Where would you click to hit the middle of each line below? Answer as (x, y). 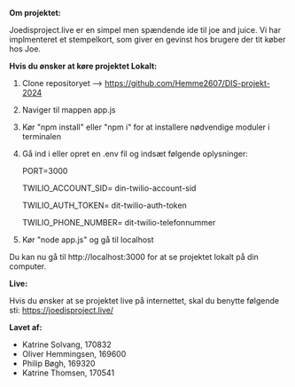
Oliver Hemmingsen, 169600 (74, 354)
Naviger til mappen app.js (69, 110)
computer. (28, 266)
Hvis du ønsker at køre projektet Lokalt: (83, 66)
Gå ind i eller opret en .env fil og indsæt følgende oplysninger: (135, 154)
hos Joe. (25, 49)
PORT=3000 (45, 171)
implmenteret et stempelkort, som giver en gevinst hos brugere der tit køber (147, 39)
